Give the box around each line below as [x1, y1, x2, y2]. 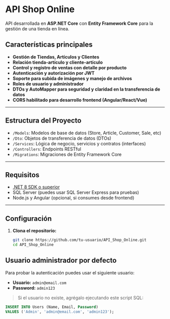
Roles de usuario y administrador [12, 81, 84, 87]
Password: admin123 [12, 285, 55, 291]
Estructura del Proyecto [5, 116, 82, 125]
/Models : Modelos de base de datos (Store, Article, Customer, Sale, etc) [12, 130, 161, 136]
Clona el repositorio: [12, 228, 57, 234]
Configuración [5, 214, 52, 223]
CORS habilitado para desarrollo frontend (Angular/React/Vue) [12, 97, 148, 103]
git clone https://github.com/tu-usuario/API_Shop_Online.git [12, 237, 147, 243]
